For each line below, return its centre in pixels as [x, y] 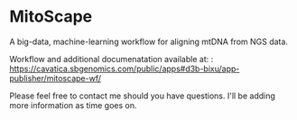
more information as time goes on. [73, 105]
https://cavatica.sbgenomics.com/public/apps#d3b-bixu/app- [125, 69]
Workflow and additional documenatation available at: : [111, 59]
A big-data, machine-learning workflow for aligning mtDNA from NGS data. [149, 42]
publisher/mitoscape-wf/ [56, 78]
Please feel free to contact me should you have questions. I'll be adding [142, 96]
